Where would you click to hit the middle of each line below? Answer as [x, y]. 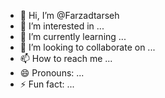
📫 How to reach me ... [66, 58]
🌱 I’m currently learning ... [73, 36]
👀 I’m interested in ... [62, 26]
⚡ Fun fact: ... [47, 84]
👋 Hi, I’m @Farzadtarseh [69, 15]
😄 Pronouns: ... [52, 73]
